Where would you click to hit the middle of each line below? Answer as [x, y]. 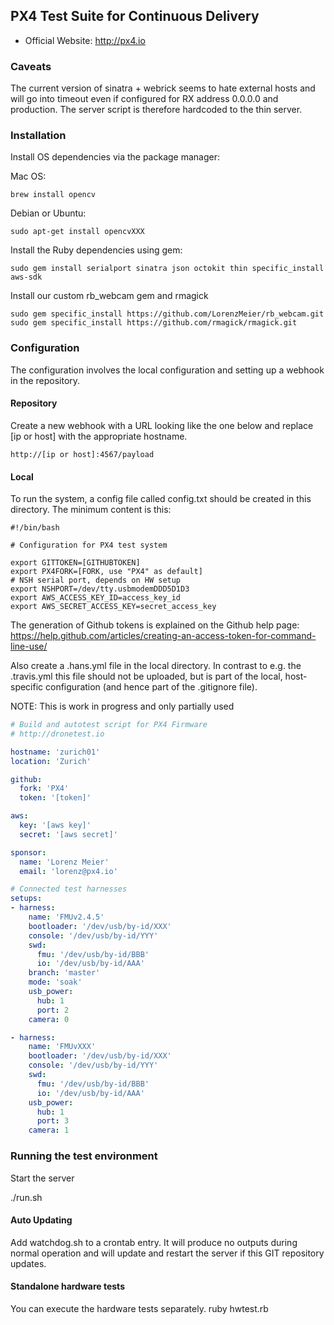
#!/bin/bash [35, 528]
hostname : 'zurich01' [55, 752]
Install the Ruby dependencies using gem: [96, 250]
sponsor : [28, 852]
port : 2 [53, 1010]
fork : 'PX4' [44, 789]
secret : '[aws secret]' [68, 834]
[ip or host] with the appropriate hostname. [99, 436]
